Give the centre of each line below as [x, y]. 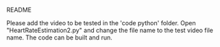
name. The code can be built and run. [59, 37]
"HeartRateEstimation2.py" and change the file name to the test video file [110, 30]
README [19, 10]
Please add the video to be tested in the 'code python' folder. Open [101, 23]
